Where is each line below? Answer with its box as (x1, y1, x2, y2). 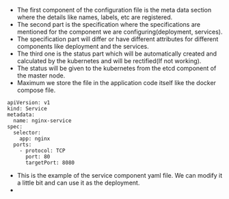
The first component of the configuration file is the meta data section (16, 6, 212, 14)
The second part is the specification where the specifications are (16, 21, 200, 28)
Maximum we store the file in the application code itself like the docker (16, 79, 217, 86)
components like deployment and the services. (16, 43, 149, 50)
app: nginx (19, 135, 51, 142)
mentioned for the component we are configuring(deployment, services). (16, 27, 223, 36)
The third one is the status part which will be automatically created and (16, 49, 217, 58)
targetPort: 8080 (25, 159, 75, 166)
